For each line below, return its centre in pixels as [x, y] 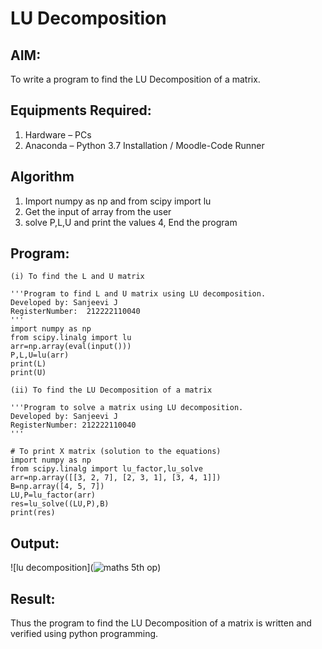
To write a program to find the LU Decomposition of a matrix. [135, 79]
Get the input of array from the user [98, 211]
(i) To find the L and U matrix [77, 277]
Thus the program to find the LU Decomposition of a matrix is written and [161, 623]
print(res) [33, 513]
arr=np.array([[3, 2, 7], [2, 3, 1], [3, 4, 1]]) [116, 478]
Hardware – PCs [58, 134]
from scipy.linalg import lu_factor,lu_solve [106, 469]
